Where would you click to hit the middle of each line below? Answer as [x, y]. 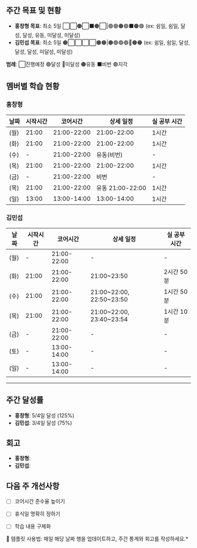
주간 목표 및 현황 [34, 11]
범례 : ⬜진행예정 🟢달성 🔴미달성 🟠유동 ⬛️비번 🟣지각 [67, 64]
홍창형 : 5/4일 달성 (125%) [44, 415]
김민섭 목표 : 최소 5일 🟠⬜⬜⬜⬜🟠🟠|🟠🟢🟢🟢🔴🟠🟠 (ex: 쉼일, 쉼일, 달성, [102, 42]
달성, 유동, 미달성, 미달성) [52, 35]
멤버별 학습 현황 [33, 86]
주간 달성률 [25, 400]
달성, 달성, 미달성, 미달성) [44, 51]
